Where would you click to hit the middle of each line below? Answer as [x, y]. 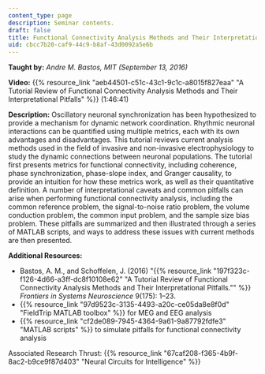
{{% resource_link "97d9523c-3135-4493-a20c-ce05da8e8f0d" [125, 305]
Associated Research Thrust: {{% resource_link [85, 353]
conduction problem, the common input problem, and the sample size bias [129, 215]
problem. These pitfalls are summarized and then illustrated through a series [132, 224]
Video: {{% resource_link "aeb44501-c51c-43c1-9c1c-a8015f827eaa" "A [126, 83]
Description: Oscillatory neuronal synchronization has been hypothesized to [132, 114]
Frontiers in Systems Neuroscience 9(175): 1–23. [97, 296]
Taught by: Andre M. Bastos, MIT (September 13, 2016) [98, 67]
